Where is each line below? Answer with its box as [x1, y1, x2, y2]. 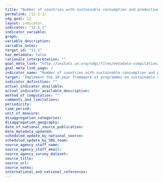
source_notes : [5, 165, 34, 170]
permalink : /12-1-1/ [5, 12, 47, 17]
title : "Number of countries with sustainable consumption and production [5, 7, 160, 12]
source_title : [5, 156, 34, 161]
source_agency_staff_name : [5, 143, 60, 148]
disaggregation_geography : [5, 120, 60, 125]
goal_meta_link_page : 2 [5, 66, 53, 71]
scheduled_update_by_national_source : [5, 133, 83, 138]
